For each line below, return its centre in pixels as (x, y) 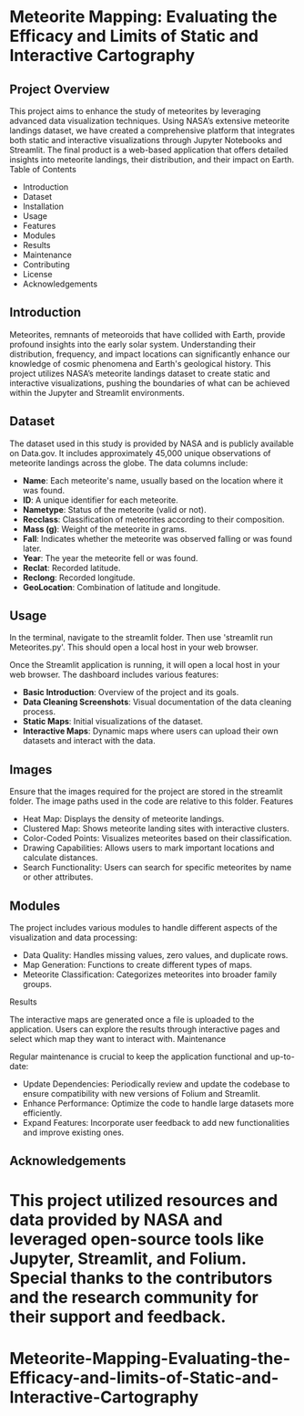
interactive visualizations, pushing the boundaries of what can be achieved (150, 383)
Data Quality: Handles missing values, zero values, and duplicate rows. (155, 955)
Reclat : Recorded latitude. (71, 567)
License (37, 274)
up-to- (283, 1057)
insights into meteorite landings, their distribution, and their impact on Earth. (152, 160)
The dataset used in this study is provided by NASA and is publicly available (152, 443)
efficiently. (42, 1113)
